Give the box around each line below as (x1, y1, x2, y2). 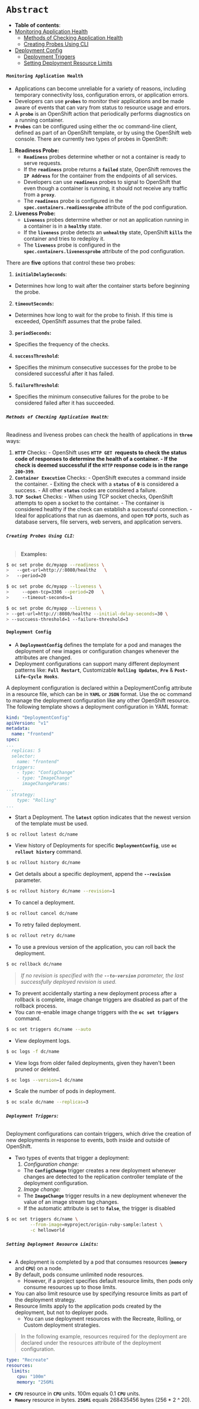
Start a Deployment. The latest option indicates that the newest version (14, 814, 191, 821)
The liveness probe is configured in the (23, 241, 121, 248)
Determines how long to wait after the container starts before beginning (14, 282, 190, 289)
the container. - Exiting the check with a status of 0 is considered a (14, 480, 179, 487)
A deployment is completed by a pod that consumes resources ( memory (14, 1258, 188, 1265)
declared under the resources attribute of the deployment (20, 1339, 162, 1347)
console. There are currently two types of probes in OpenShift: (14, 135, 168, 143)
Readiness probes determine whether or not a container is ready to (23, 153, 187, 161)
